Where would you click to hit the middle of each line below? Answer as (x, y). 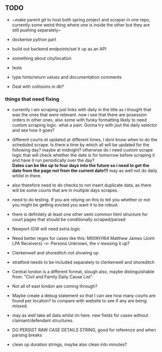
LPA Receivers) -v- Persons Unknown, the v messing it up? (71, 243)
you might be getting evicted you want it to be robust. (66, 205)
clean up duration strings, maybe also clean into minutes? (69, 345)
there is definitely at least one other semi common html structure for (80, 214)
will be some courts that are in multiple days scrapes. (65, 190)
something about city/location (42, 58)
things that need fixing (32, 99)
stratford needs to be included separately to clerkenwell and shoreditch (83, 262)
